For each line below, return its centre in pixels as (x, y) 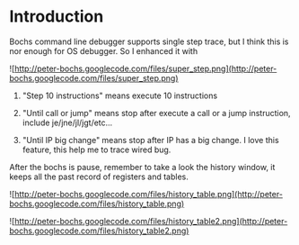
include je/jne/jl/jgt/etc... (67, 122)
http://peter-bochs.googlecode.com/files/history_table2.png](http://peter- (151, 221)
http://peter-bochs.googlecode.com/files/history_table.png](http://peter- (149, 194)
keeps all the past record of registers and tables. (99, 177)
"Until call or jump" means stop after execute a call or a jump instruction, (156, 113)
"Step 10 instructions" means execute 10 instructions (120, 95)
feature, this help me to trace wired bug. (97, 150)
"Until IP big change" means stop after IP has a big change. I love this (151, 140)
